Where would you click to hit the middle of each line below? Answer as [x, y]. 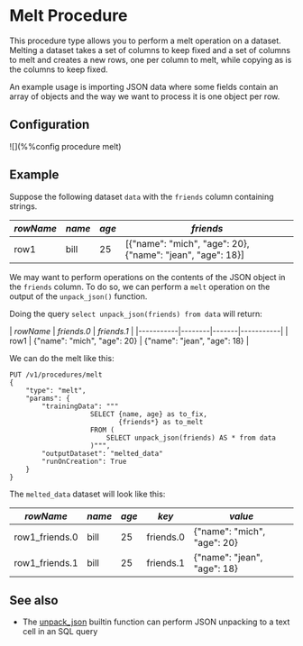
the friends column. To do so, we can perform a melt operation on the [140, 287]
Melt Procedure [69, 16]
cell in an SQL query [60, 632]
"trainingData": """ [80, 406]
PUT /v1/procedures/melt [56, 375]
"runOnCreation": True [84, 461]
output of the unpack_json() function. [78, 296]
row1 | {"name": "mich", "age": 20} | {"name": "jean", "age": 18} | [129, 341]
